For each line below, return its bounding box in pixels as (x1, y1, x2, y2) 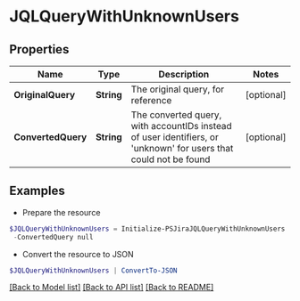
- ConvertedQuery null (12, 232, 94, 241)
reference (130, 94, 172, 106)
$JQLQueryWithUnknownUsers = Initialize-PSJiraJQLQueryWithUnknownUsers (9, 224, 286, 233)
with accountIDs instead (130, 120, 232, 132)
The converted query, (130, 109, 222, 121)
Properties (9, 42, 70, 57)
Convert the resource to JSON (21, 248, 134, 259)
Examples (9, 183, 65, 199)
